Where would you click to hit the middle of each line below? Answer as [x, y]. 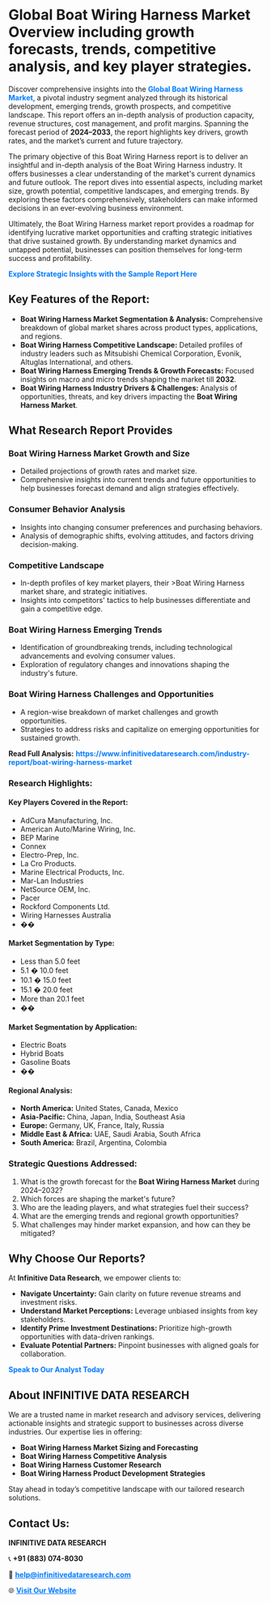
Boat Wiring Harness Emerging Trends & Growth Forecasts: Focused [137, 370]
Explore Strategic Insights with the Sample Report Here [103, 274]
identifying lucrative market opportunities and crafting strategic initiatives [130, 232]
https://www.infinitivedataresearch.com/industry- [163, 753]
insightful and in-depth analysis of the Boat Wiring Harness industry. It [125, 165]
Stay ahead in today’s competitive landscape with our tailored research [127, 1490]
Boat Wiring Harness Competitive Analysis [93, 1456]
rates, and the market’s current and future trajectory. [96, 140]
